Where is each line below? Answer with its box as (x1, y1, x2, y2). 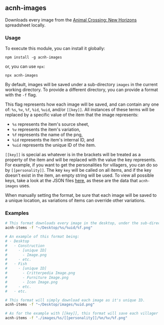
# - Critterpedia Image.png (5, 271, 76, 276)
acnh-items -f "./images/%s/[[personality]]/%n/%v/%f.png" (5, 316, 128, 321)
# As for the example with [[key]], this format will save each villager (5, 311, 159, 316)
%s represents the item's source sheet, (12, 121, 89, 127)
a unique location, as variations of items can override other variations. (5, 198, 145, 204)
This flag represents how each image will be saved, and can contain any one (5, 101, 159, 107)
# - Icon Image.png (5, 279, 58, 284)
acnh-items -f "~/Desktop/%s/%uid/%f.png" (5, 225, 93, 231)
